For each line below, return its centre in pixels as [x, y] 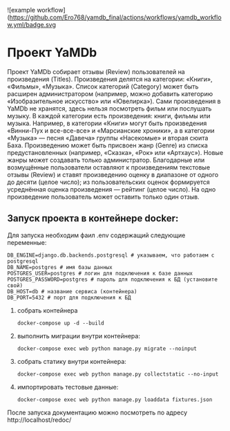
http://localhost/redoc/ [39, 420]
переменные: [27, 242]
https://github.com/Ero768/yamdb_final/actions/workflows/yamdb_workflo [116, 17]
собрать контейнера [47, 310]
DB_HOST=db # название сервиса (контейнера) [72, 291]
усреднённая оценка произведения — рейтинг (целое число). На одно [112, 189]
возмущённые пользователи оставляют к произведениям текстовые [109, 167]
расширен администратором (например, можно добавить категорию [110, 93]
